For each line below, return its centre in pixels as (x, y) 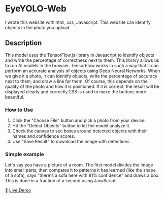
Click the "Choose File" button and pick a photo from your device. (79, 120)
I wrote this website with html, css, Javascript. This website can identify (78, 22)
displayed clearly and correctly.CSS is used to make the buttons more (76, 91)
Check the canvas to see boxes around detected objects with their (80, 131)
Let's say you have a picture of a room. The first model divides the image (79, 165)
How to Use (19, 110)
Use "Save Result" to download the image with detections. (71, 142)
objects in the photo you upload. (38, 27)
